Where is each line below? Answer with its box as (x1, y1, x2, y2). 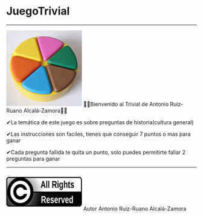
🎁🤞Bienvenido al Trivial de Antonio (83, 100, 169, 107)
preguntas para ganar (6, 155, 60, 162)
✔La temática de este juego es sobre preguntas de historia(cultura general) (6, 118, 195, 125)
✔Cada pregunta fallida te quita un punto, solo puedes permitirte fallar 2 (6, 149, 186, 156)
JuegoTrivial (6, 4, 70, 18)
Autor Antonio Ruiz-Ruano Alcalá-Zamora (83, 205, 187, 212)
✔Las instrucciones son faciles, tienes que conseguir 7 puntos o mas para (6, 130, 191, 138)
